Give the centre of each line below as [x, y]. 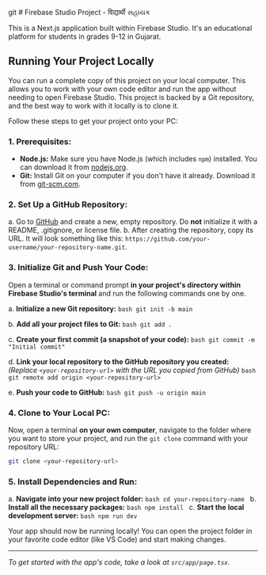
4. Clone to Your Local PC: [59, 413]
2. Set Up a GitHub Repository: [68, 204]
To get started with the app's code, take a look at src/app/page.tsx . [119, 562]
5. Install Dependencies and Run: [73, 482]
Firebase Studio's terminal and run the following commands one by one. [127, 293]
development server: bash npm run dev [73, 516]
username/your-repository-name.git [67, 248]
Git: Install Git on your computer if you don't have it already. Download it [137, 176]
